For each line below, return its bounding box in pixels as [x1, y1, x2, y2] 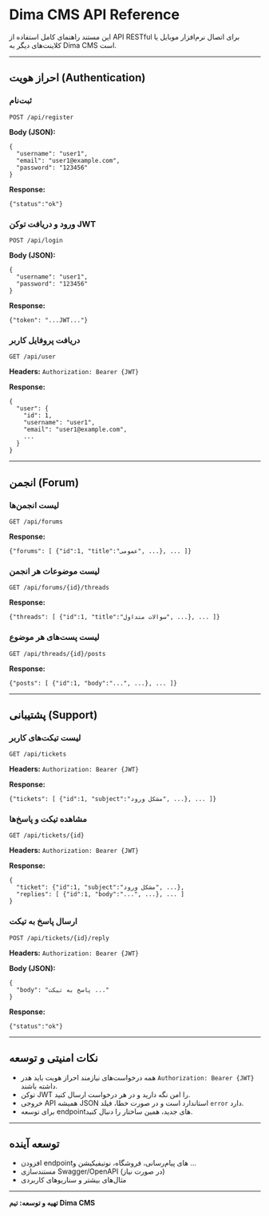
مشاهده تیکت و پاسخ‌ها [9, 814, 87, 825]
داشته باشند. [20, 1081, 58, 1091]
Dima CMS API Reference [9, 6, 180, 24]
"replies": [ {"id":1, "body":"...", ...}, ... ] [16, 890, 184, 898]
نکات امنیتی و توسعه [9, 1052, 98, 1065]
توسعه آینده [9, 1137, 60, 1151]
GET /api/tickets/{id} [9, 831, 85, 839]
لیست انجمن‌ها [9, 499, 59, 511]
